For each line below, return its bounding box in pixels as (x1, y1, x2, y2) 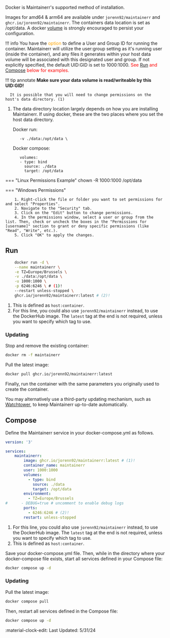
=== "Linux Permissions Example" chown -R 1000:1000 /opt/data (5, 178, 142, 183)
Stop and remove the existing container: (5, 343, 89, 349)
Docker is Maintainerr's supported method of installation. (5, 5, 125, 10)
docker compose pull (5, 599, 49, 604)
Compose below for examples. (5, 67, 70, 73)
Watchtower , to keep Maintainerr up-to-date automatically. (5, 401, 128, 408)
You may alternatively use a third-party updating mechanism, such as (5, 396, 151, 402)
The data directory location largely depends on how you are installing (12, 106, 158, 111)
